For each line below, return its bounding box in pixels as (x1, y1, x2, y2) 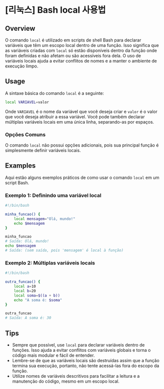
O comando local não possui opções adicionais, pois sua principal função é (5, 142, 159, 148)
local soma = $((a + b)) (14, 293, 60, 298)
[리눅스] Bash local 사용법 (5, 4, 106, 16)
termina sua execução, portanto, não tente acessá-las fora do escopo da (12, 363, 160, 368)
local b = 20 (14, 288, 36, 293)
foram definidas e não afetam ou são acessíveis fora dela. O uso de (5, 53, 141, 59)
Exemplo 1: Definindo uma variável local (5, 192, 102, 198)
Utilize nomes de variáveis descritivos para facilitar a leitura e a (12, 373, 140, 379)
